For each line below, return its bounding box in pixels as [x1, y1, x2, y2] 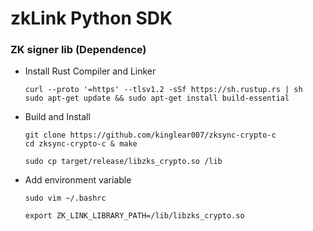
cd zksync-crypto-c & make [24, 139, 138, 149]
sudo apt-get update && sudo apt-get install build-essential [24, 93, 290, 104]
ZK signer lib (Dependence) [10, 43, 147, 57]
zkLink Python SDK [10, 7, 173, 30]
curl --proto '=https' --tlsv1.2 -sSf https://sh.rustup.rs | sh [24, 85, 303, 95]
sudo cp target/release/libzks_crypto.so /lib [24, 157, 223, 167]
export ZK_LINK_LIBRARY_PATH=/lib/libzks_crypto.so [24, 211, 245, 221]
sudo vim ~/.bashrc [24, 193, 107, 204]
